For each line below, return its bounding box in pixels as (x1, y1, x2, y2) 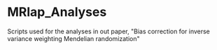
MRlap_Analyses (7, 4, 107, 20)
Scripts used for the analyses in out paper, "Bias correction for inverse (7, 27, 210, 35)
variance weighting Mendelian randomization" (7, 34, 140, 42)
